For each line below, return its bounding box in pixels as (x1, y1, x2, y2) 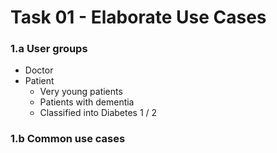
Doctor (24, 64, 54, 76)
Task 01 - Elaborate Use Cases (10, 6, 267, 29)
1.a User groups (10, 42, 88, 56)
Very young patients (39, 86, 123, 98)
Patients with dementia (39, 96, 135, 108)
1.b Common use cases (10, 132, 126, 146)
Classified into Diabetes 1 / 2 (39, 107, 158, 119)
